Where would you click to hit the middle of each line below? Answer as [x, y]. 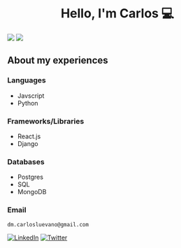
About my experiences [58, 60]
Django [28, 143]
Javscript [31, 96]
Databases [26, 161]
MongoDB [32, 192]
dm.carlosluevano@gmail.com [48, 224]
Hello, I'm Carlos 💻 [117, 14]
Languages [27, 80]
